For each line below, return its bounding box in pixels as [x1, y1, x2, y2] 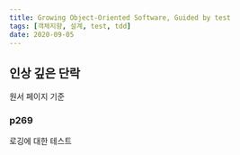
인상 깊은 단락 [9, 65, 81, 81]
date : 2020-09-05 [9, 30, 75, 39]
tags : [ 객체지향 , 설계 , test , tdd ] [9, 22, 132, 31]
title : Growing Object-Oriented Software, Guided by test [9, 13, 231, 23]
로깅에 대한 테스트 [9, 136, 72, 147]
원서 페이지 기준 [9, 91, 66, 102]
